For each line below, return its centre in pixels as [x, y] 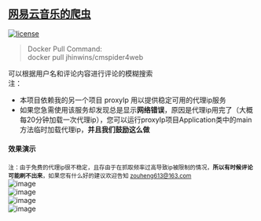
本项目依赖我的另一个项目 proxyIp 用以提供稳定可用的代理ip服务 [123, 100]
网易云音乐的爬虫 [50, 14]
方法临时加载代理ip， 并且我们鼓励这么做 [85, 129]
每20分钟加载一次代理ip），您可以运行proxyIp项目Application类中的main [136, 120]
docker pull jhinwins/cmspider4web [85, 57]
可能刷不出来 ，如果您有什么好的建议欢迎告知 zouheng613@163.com [100, 176]
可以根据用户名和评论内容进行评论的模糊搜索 [81, 73]
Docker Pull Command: [64, 49]
